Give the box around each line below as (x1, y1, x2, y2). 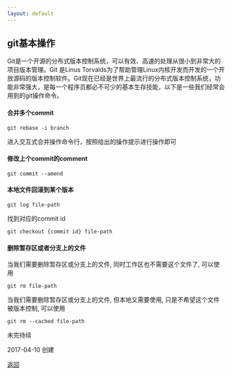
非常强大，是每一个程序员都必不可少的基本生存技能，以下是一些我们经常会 (12, 83, 225, 91)
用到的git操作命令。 (7, 91, 64, 100)
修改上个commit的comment (7, 155, 88, 163)
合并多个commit (7, 108, 54, 117)
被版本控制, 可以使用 (7, 305, 66, 313)
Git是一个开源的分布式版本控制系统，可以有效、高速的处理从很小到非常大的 (7, 57, 221, 66)
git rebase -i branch (7, 124, 70, 131)
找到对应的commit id (7, 215, 66, 223)
